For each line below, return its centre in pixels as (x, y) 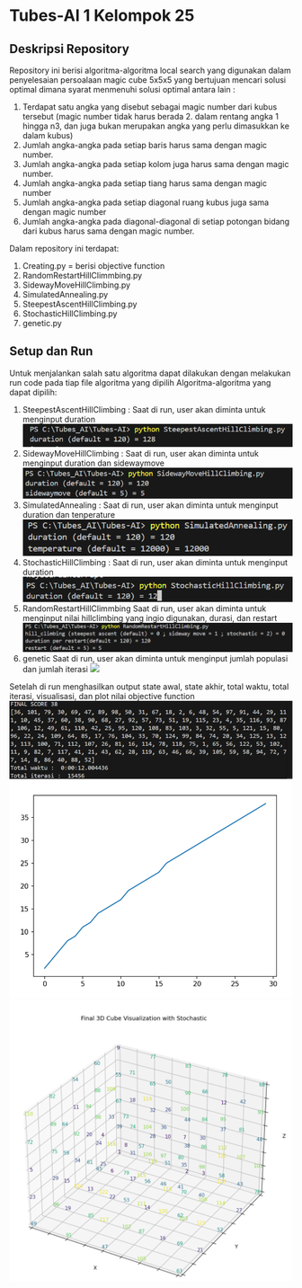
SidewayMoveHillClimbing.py (76, 285)
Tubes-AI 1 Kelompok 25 (102, 16)
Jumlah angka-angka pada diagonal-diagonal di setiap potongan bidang (156, 222)
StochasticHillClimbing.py (70, 314)
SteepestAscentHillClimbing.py (80, 304)
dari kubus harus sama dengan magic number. (108, 231)
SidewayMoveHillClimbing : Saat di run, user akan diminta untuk (140, 454)
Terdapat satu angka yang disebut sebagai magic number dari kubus (150, 107)
